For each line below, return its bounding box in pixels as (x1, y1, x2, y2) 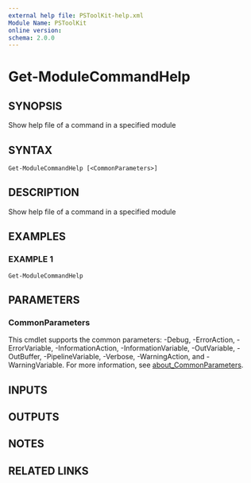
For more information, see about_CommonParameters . (66, 360, 244, 370)
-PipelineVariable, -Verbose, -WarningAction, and (43, 352, 205, 362)
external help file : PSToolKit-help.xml (8, 11, 145, 20)
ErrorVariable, (8, 343, 54, 353)
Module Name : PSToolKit (8, 19, 87, 27)
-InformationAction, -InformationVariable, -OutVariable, (55, 343, 236, 353)
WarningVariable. (8, 360, 65, 370)
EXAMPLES (8, 230, 66, 243)
